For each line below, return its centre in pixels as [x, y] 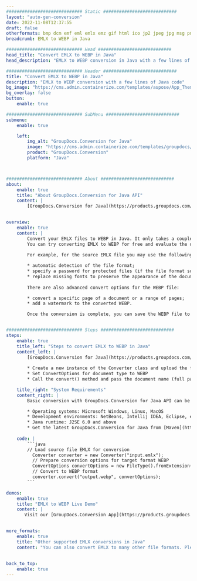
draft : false [22, 28]
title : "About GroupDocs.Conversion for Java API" [80, 195]
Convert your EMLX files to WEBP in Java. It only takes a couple [110, 239]
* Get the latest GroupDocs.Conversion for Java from [94, 428]
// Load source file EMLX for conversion [79, 450]
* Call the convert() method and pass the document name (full [106, 379]
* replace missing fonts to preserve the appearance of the [102, 276]
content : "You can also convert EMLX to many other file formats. [99, 547]
